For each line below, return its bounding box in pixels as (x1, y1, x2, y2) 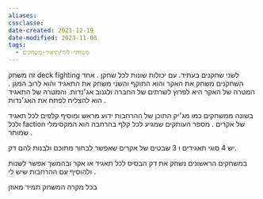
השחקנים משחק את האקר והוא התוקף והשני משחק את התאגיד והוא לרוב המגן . (8, 78, 244, 88)
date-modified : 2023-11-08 (8, 33, 97, 42)
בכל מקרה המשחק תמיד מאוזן (8, 182, 97, 191)
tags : (8, 41, 26, 49)
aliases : (8, 11, 37, 20)
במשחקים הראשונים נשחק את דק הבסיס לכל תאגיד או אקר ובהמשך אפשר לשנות (8, 159, 248, 167)
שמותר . (8, 128, 33, 137)
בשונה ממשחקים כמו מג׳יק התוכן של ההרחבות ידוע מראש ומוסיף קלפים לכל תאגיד (8, 111, 253, 120)
